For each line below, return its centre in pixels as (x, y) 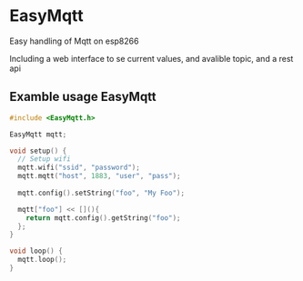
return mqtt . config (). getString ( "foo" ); (103, 218)
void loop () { (36, 251)
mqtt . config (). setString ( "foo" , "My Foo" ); (101, 193)
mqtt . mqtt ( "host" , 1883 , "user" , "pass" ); (99, 176)
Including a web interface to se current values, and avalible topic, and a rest (151, 58)
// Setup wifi (44, 159)
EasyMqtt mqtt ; (38, 134)
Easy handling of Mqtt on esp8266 (74, 41)
